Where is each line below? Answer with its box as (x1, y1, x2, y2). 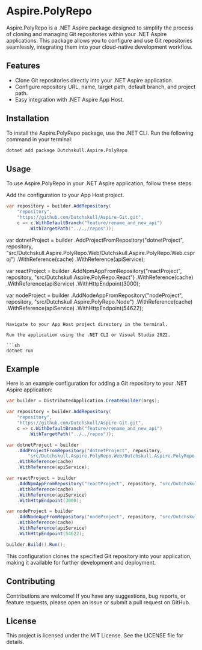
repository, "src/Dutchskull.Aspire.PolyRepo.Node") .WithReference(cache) (6, 298, 193, 305)
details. (6, 639, 25, 646)
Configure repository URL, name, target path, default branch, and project (14, 83, 196, 90)
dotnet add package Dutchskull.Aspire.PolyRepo (6, 147, 128, 153)
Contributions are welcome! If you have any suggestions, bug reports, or (6, 592, 186, 599)
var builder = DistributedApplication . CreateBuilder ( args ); (6, 398, 161, 404)
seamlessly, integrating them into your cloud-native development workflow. (6, 43, 193, 51)
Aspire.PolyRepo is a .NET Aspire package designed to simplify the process (6, 24, 194, 31)
